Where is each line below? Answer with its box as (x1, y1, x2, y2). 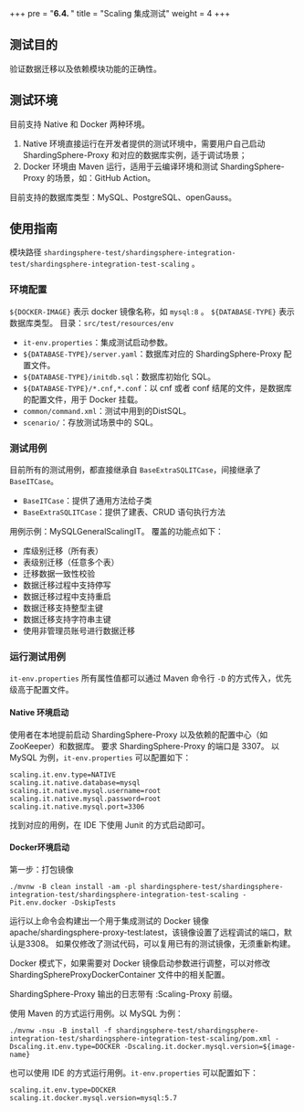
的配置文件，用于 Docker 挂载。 (22, 394, 143, 405)
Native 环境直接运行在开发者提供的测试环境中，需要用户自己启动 (22, 138, 266, 149)
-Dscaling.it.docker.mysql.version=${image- (123, 1042, 297, 1051)
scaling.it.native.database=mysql (9, 778, 142, 788)
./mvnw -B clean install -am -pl (9, 882, 137, 891)
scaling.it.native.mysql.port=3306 (9, 802, 145, 811)
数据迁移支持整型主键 (22, 602, 103, 614)
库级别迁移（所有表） (22, 545, 103, 556)
